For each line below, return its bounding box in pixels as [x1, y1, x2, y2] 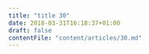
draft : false [8, 26, 52, 34]
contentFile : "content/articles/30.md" [8, 33, 143, 42]
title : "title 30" [8, 11, 70, 20]
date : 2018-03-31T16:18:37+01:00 [8, 19, 121, 27]
